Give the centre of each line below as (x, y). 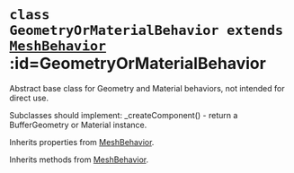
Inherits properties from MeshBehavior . (82, 142)
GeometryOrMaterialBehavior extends (147, 31)
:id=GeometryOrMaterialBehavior (138, 64)
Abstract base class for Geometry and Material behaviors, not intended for (147, 88)
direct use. (29, 98)
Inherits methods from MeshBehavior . (79, 160)
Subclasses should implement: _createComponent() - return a (124, 115)
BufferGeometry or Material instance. (78, 125)
